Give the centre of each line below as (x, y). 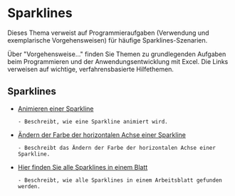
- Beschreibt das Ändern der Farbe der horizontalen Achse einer (116, 148)
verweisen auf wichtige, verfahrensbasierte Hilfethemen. (91, 69)
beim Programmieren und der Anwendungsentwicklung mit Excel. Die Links (118, 61)
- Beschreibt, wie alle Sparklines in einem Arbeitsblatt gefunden (120, 180)
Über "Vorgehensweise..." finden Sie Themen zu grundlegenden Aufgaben (117, 54)
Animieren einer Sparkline (56, 109)
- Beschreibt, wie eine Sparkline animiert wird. (93, 121)
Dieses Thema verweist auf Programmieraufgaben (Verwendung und (108, 33)
